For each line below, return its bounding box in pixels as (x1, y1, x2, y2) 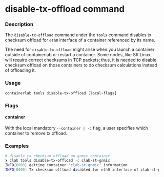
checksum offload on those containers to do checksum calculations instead (5, 62, 158, 68)
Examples (5, 142, 29, 149)
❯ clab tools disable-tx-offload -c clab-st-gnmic (5, 158, 110, 163)
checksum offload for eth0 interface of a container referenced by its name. (5, 37, 155, 43)
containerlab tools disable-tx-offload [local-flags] (5, 90, 117, 96)
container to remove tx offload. (5, 130, 67, 136)
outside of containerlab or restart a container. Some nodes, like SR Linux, (5, 52, 152, 58)
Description (5, 21, 34, 28)
